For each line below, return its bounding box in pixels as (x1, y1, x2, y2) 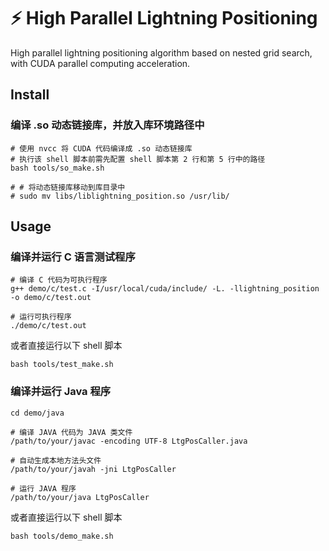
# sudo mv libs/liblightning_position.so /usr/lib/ (10, 191, 230, 201)
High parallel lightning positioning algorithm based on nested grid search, (10, 46, 313, 59)
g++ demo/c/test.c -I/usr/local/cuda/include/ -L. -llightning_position (10, 284, 320, 294)
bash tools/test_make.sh (10, 360, 114, 370)
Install (10, 86, 50, 104)
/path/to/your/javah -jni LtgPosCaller (10, 464, 177, 474)
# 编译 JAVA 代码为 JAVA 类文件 (10, 427, 133, 437)
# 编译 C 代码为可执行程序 (10, 275, 108, 285)
